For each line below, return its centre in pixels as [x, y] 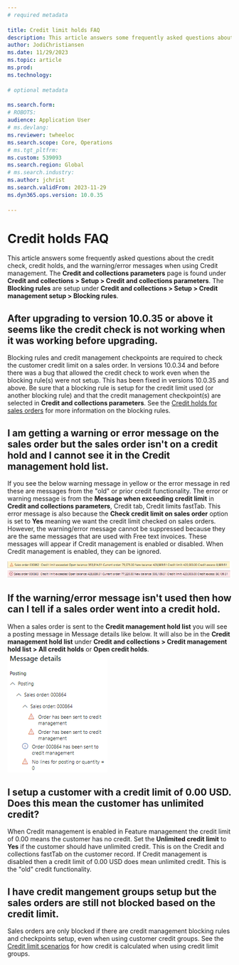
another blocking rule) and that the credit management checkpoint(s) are [114, 395]
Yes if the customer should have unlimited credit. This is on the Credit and [116, 847]
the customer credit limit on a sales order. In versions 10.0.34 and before [113, 366]
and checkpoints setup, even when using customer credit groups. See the [116, 939]
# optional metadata [38, 90]
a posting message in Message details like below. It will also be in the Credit [119, 634]
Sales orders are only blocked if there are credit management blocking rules [119, 931]
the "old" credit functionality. [49, 869]
